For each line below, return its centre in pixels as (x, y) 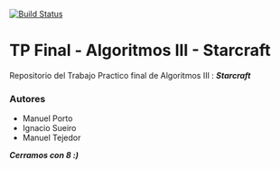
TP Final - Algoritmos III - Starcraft (140, 51)
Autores (28, 99)
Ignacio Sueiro (49, 128)
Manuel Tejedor (51, 138)
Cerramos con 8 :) (44, 155)
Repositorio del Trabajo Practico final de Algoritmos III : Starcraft (130, 75)
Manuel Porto (47, 118)
